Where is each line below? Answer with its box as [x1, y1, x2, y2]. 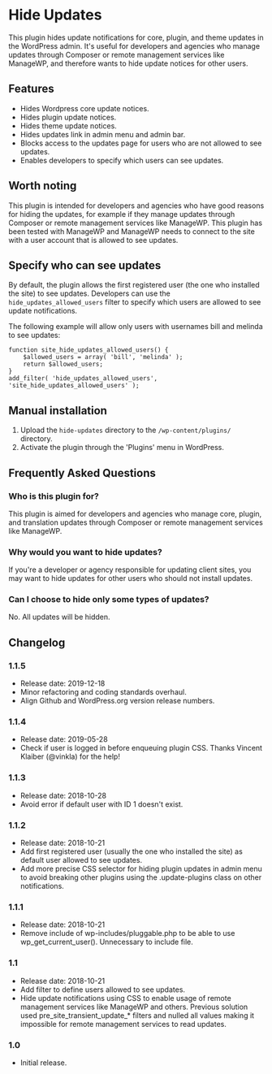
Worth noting [8, 179, 77, 193]
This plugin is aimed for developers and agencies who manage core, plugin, [8, 509, 262, 518]
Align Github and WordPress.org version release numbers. [19, 696, 215, 706]
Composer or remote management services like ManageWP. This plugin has [8, 218, 262, 227]
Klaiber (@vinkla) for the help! [19, 751, 120, 761]
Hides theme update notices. [19, 120, 118, 131]
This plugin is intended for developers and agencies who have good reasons [8, 201, 265, 210]
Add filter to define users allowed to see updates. [19, 985, 185, 994]
